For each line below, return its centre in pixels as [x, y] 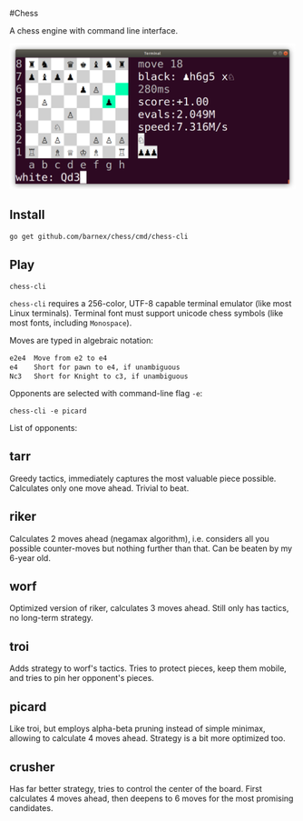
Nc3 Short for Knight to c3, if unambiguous [99, 376]
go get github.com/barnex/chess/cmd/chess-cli [99, 237]
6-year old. [30, 557]
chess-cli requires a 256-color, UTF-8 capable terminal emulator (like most [151, 304]
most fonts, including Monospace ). [71, 323]
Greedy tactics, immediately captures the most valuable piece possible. [143, 478]
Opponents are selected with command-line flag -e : [106, 394]
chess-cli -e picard [49, 411]
